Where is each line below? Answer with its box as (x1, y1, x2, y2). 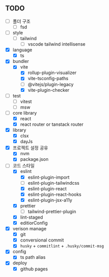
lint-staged (20, 214, 43, 220)
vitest (20, 98, 32, 105)
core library (12, 110, 37, 116)
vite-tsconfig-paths (27, 76, 68, 82)
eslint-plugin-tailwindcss (27, 180, 80, 186)
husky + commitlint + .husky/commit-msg (20, 243, 104, 249)
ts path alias (20, 254, 46, 260)
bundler (12, 58, 29, 64)
